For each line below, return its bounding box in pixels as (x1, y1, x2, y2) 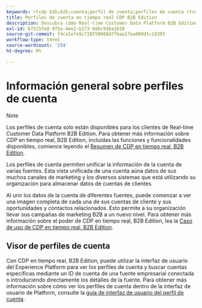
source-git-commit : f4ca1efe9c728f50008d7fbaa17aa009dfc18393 (6, 31, 165, 37)
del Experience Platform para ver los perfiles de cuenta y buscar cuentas (6, 263, 188, 271)
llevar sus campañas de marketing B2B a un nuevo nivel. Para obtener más (6, 211, 192, 218)
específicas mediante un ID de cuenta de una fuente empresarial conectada (6, 269, 194, 277)
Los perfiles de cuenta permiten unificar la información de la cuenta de (6, 161, 182, 168)
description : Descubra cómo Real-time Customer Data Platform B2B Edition (6, 20, 198, 26)
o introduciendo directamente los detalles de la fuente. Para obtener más (6, 276, 188, 283)
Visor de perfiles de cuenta (6, 241, 110, 251)
